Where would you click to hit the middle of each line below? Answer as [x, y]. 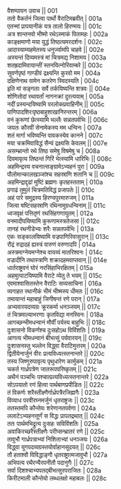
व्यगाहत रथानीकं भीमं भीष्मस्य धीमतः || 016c [56, 291]
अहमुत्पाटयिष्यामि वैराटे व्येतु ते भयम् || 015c [55, 276]
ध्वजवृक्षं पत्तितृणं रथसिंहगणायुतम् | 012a [51, 213]
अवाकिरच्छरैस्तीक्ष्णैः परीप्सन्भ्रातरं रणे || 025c [56, 432]
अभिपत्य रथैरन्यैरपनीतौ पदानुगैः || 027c [51, 463]
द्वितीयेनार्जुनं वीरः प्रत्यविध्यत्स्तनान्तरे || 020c [56, 354]
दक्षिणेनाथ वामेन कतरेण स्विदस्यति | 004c [53, 81]
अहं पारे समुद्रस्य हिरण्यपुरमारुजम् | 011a [51, 198]
